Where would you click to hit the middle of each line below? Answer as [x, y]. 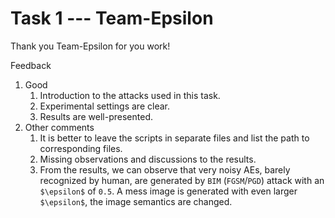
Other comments [59, 127]
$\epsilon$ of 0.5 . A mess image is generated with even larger [168, 191]
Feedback [31, 65]
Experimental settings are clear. [104, 106]
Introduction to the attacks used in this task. [130, 95]
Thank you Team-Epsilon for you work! [90, 46]
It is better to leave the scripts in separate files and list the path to [174, 138]
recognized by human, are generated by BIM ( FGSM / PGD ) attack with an [182, 180]
